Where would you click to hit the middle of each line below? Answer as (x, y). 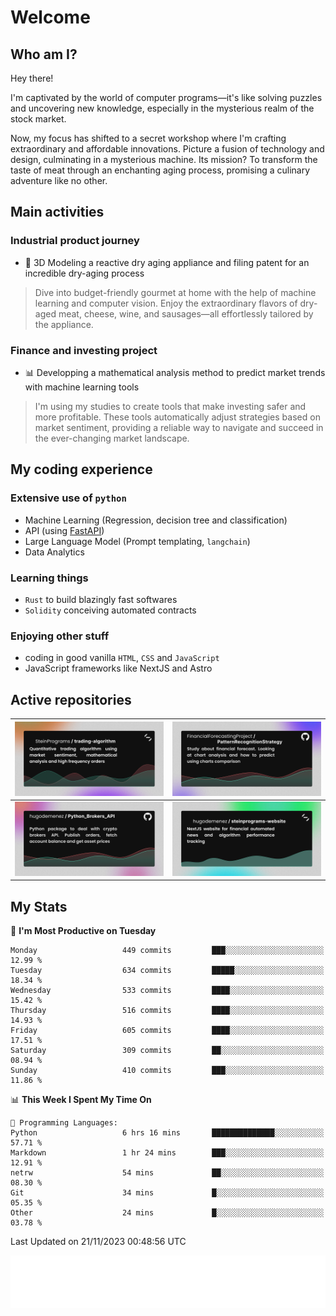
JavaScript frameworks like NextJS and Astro (118, 668)
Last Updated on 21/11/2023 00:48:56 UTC (98, 1242)
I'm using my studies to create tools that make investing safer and (170, 406)
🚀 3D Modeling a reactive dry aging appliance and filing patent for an (167, 262)
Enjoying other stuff (60, 636)
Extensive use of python (68, 498)
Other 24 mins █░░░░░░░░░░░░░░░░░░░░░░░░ (167, 1213)
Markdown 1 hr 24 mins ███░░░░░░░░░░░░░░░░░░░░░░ (167, 1153)
